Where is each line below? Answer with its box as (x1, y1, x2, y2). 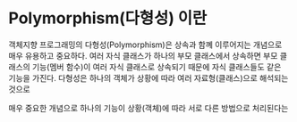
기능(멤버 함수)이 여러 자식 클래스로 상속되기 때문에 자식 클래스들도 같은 (31, 61, 282, 72)
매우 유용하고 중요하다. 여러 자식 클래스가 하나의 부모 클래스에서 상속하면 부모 (8, 50, 278, 61)
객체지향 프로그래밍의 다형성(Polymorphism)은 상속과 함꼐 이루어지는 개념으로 (8, 39, 283, 50)
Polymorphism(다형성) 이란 (8, 8, 208, 28)
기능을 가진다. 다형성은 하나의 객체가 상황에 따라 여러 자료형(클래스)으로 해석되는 (8, 72, 289, 83)
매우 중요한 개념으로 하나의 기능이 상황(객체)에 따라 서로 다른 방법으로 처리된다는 (8, 102, 289, 113)
